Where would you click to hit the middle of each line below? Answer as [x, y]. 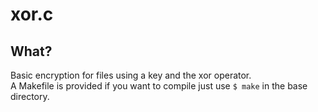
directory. [30, 96]
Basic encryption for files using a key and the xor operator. [131, 75]
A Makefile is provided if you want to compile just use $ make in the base [159, 86]
